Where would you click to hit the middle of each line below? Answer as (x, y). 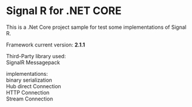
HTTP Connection (28, 92)
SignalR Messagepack (33, 62)
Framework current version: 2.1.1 (46, 45)
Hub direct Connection (34, 86)
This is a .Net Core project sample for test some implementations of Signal (96, 27)
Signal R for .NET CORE (64, 11)
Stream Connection (29, 99)
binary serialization (29, 80)
